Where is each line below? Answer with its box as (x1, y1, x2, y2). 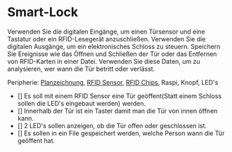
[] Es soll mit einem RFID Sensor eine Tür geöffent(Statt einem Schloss (17, 92, 222, 100)
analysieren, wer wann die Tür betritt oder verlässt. (7, 64, 155, 73)
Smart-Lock (7, 4, 79, 20)
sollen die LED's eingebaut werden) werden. (17, 99, 146, 107)
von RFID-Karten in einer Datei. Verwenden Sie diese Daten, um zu (7, 57, 200, 65)
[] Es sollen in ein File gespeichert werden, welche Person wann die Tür (17, 129, 225, 137)
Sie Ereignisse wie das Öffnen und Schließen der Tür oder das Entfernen (7, 50, 217, 58)
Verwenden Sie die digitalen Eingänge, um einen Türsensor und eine (7, 27, 205, 36)
